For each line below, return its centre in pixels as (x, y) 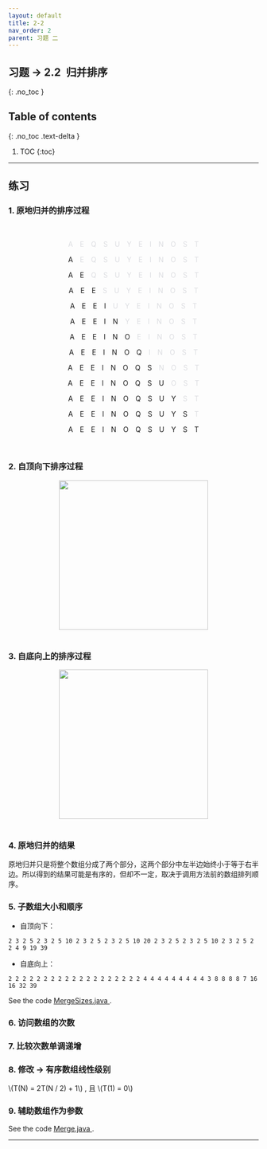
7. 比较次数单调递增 (45, 1046)
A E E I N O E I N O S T (133, 336)
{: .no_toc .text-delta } (44, 135)
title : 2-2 (26, 23)
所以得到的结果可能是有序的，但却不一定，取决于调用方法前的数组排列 (137, 874)
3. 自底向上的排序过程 (50, 656)
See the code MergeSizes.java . (60, 1000)
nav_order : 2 (30, 30)
